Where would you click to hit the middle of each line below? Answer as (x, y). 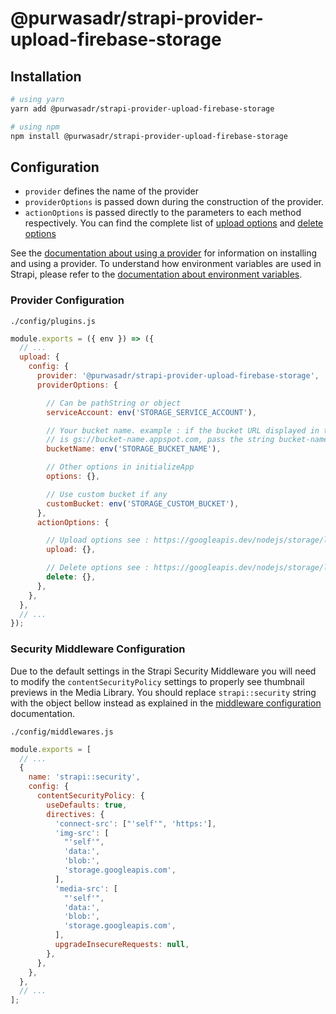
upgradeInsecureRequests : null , (122, 945)
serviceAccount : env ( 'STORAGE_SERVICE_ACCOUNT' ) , (151, 412)
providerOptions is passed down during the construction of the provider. (174, 202)
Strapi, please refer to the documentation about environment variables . (156, 274)
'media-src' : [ (86, 888)
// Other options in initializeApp (120, 467)
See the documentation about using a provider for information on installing (164, 253)
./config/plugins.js (53, 321)
